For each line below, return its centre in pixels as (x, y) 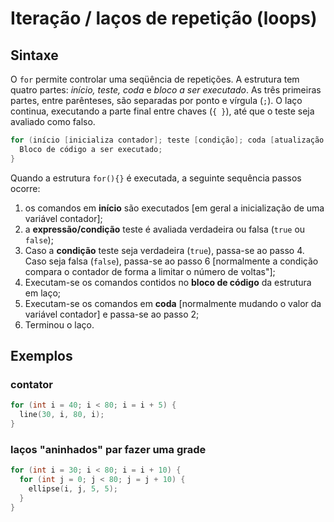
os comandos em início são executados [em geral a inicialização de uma (174, 208)
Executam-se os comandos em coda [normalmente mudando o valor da (173, 303)
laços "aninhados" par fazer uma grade (108, 449)
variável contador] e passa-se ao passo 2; (112, 314)
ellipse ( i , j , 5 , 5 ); (73, 488)
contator (31, 384)
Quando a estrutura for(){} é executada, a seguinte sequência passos (156, 178)
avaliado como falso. (53, 121)
